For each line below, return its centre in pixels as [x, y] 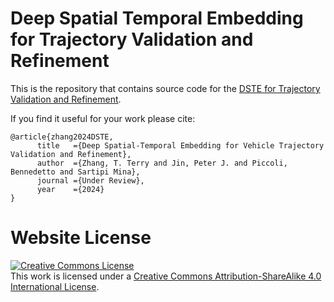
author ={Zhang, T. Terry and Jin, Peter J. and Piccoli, [162, 163]
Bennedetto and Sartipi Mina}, [75, 172]
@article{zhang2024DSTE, [62, 137]
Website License [81, 238]
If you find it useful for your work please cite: [103, 118]
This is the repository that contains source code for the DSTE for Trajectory [165, 88]
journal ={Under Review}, [90, 180]
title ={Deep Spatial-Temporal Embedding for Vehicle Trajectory [180, 145]
